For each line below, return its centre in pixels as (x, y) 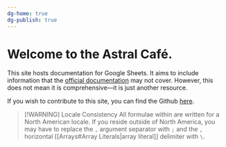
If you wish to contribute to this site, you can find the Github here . (101, 101)
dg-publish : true (32, 20)
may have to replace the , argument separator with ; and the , (113, 129)
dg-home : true (28, 13)
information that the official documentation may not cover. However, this (110, 81)
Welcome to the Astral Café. (90, 54)
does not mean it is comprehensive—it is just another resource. (98, 88)
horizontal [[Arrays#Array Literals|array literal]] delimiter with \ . (115, 137)
